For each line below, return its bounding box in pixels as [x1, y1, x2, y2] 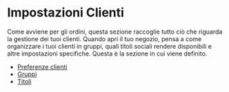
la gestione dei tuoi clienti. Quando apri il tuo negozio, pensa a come [7, 34, 202, 43]
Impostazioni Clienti [7, 5, 124, 21]
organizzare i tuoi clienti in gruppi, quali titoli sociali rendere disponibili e [7, 42, 212, 50]
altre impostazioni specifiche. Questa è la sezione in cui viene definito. [7, 49, 208, 58]
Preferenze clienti [17, 62, 68, 71]
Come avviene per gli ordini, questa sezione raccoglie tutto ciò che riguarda [7, 27, 223, 36]
